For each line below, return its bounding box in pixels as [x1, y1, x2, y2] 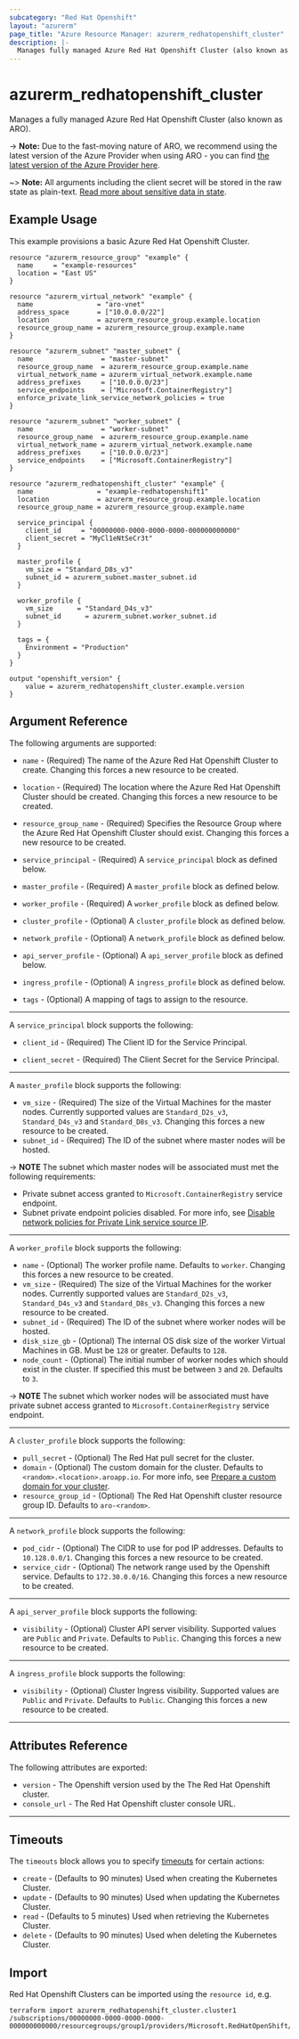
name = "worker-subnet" [17, 424, 169, 433]
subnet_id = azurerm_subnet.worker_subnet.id [25, 611, 217, 620]
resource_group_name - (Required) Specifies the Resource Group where [21, 817, 282, 829]
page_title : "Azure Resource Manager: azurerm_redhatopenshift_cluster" [9, 29, 285, 38]
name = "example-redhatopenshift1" [17, 487, 209, 495]
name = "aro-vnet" [17, 299, 145, 308]
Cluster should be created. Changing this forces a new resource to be [21, 790, 279, 802]
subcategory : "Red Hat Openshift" [9, 12, 138, 22]
